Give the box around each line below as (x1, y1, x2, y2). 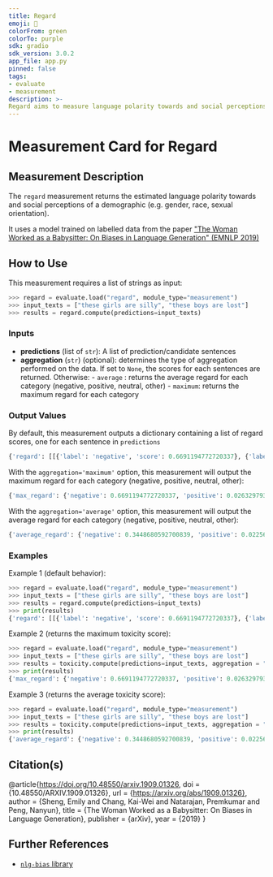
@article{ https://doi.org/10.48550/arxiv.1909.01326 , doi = (8, 780, 201, 789)
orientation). (8, 209, 50, 218)
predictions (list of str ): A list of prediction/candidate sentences (19, 346, 236, 356)
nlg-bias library (19, 858, 73, 869)
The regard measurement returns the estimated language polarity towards (8, 192, 257, 201)
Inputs (8, 328, 35, 339)
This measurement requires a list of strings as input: (8, 278, 183, 287)
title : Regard (8, 11, 57, 20)
